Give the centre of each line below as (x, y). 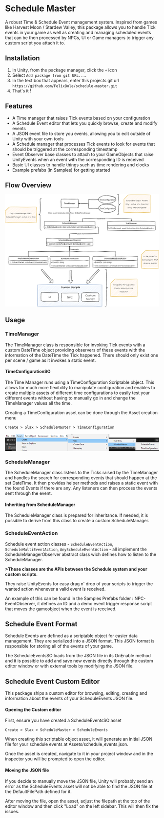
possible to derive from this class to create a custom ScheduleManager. (77, 521)
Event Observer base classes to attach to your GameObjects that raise (83, 154)
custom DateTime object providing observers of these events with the (75, 350)
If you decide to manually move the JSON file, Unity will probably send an (79, 781)
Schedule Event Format (41, 624)
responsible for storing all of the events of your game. (59, 646)
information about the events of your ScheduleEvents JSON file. (69, 698)
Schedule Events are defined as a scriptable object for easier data (72, 636)
